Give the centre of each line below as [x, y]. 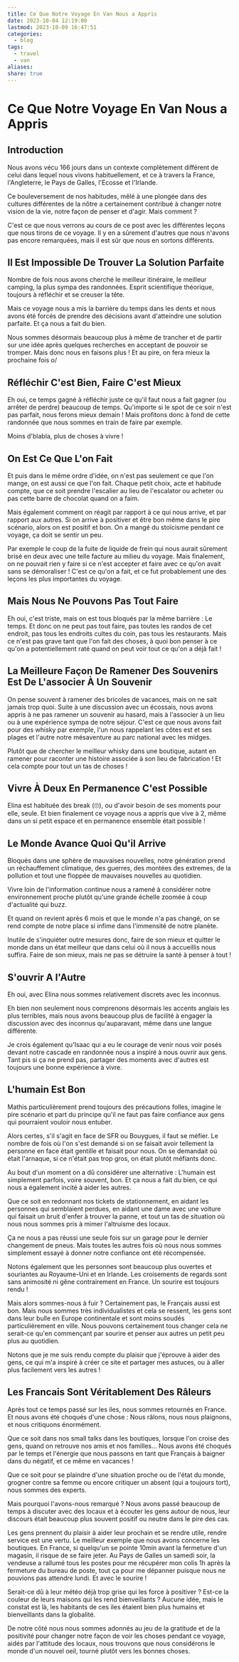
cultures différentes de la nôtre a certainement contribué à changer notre [115, 204]
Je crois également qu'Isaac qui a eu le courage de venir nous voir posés [115, 1045]
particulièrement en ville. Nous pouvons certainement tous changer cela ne [118, 1325]
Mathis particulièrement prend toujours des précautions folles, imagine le [115, 1107]
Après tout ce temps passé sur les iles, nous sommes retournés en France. [117, 1409]
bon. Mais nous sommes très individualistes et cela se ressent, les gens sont [119, 1310]
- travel [27, 54]
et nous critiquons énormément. [54, 1424]
